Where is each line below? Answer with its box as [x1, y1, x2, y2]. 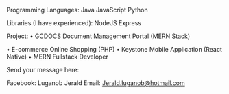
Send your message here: [6, 66, 80, 74]
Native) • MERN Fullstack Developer [6, 52, 109, 61]
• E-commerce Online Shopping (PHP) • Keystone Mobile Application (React [6, 46, 222, 53]
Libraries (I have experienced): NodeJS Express [6, 19, 142, 27]
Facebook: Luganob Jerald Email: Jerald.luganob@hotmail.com [6, 79, 186, 87]
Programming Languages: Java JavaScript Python [6, 6, 148, 14]
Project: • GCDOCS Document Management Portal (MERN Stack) [6, 32, 191, 40]
